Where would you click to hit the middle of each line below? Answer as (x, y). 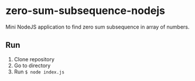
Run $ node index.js (39, 72)
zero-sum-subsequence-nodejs (85, 11)
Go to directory (32, 65)
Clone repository (34, 59)
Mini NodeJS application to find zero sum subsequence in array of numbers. (97, 27)
